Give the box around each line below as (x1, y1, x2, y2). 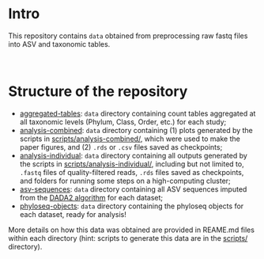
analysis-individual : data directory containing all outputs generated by (19, 150, 247, 160)
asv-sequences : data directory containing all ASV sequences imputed (19, 184, 247, 194)
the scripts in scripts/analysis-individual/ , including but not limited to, (19, 159, 244, 169)
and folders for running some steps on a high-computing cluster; (19, 176, 231, 185)
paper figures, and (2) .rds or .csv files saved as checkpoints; (19, 142, 223, 151)
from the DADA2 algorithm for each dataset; (19, 192, 164, 202)
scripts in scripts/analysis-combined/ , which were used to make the (19, 134, 241, 143)
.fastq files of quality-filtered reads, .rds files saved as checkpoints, (19, 167, 244, 177)
